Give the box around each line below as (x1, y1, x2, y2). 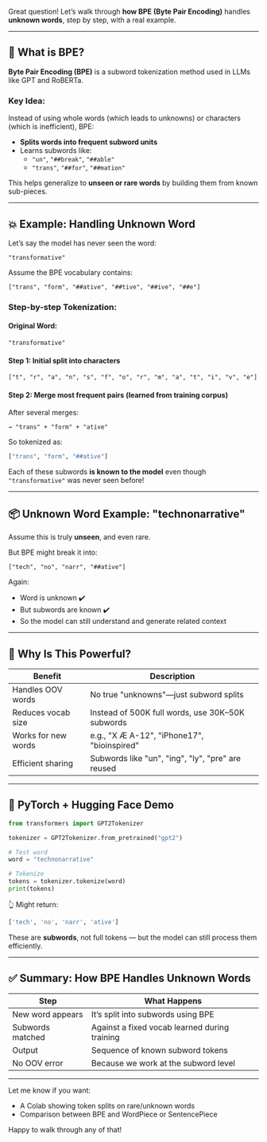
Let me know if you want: (8, 1085, 91, 1095)
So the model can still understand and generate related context (19, 617, 226, 626)
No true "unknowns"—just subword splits (90, 689, 244, 700)
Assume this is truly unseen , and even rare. (8, 532, 151, 542)
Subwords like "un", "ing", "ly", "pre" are (90, 752, 241, 763)
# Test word (8, 848, 48, 856)
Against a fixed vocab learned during (91, 1022, 230, 1033)
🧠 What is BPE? (8, 45, 85, 59)
